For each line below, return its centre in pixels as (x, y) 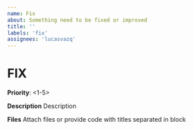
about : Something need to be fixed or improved (77, 20)
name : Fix (22, 13)
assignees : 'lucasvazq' (42, 39)
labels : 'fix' (28, 33)
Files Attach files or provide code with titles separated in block (96, 120)
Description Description (42, 106)
